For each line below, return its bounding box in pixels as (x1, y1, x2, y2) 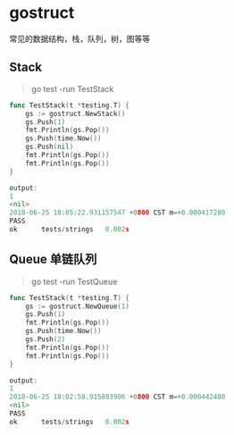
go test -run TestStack (30, 83, 114, 94)
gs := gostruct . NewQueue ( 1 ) (25, 302, 130, 311)
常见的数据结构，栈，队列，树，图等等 (9, 33, 150, 44)
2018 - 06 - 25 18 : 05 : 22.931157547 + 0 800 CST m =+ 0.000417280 (9, 208, 226, 217)
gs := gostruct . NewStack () (25, 109, 126, 118)
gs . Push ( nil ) (25, 142, 74, 152)
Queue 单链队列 (9, 252, 97, 267)
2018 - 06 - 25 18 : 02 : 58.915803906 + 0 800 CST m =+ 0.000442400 (9, 392, 226, 402)
